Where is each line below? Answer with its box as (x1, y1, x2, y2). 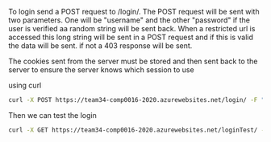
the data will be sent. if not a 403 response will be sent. (8, 41, 193, 51)
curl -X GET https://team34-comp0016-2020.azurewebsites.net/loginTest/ (8, 126, 258, 134)
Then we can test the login (8, 110, 97, 120)
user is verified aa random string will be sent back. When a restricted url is (8, 24, 256, 33)
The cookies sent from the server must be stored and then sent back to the (8, 56, 258, 66)
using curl (8, 80, 42, 90)
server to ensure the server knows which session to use (8, 65, 195, 75)
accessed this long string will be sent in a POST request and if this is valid (8, 32, 254, 42)
